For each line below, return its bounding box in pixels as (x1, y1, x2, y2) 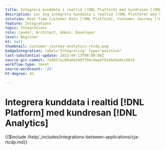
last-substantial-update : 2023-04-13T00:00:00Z (5, 53, 105, 58)
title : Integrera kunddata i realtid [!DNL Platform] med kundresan (5, 7, 148, 12)
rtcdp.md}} (5, 139, 27, 145)
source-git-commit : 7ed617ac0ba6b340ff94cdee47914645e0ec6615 (5, 58, 135, 62)
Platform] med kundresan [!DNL (5, 107, 137, 119)
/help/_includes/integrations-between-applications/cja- (27, 134, 140, 140)
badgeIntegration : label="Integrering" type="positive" (5, 48, 122, 53)
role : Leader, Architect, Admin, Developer (5, 30, 96, 35)
